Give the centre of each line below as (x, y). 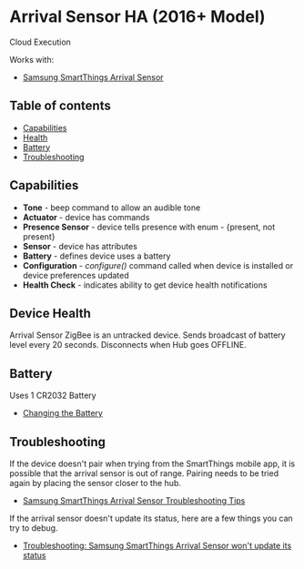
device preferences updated (76, 275)
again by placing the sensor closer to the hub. (96, 483)
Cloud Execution (40, 42)
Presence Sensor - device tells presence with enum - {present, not (149, 227)
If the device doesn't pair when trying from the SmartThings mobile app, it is (152, 463)
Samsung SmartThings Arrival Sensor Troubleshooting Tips (134, 501)
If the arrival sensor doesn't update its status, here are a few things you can (151, 518)
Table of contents (60, 106)
